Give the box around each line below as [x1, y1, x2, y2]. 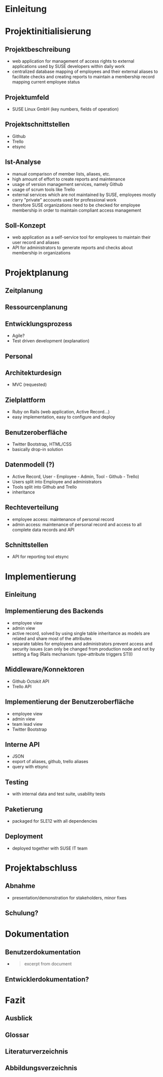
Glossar [5, 1031, 29, 1039]
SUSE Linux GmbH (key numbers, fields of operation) [12, 106, 119, 112]
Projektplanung [5, 267, 69, 278]
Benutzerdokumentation [5, 948, 81, 956]
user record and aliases [12, 240, 60, 246]
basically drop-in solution [12, 447, 63, 452]
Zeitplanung [5, 287, 43, 295]
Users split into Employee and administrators [12, 478, 102, 485]
